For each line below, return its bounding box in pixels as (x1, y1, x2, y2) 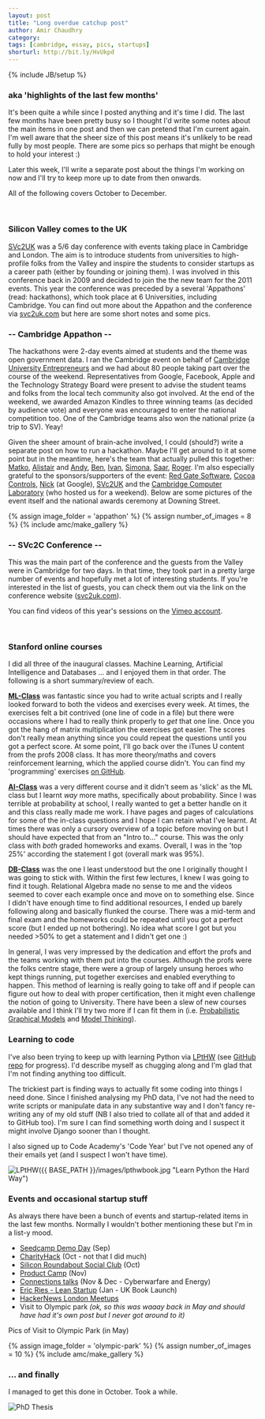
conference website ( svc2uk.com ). (8, 591, 121, 600)
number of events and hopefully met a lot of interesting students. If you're (8, 574, 248, 584)
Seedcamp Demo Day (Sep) (19, 1244, 110, 1253)
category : (8, 33, 41, 42)
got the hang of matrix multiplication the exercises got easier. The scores (8, 725, 246, 735)
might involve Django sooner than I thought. (8, 1126, 151, 1135)
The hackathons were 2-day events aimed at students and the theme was (8, 346, 248, 356)
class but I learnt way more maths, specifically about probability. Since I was (8, 791, 257, 800)
